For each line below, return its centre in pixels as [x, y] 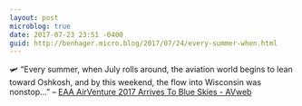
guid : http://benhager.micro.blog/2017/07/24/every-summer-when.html [144, 43]
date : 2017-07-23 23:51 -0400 [67, 34]
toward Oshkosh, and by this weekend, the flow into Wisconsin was [135, 82]
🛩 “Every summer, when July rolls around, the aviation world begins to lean [151, 70]
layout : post [34, 18]
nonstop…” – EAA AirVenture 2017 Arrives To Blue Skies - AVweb [131, 92]
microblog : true [40, 26]
